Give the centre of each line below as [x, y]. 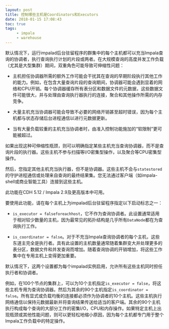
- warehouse [29, 38]
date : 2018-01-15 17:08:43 [33, 19]
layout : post [19, 10]
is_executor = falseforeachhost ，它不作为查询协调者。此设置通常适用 [86, 213]
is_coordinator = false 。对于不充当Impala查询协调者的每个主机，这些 [86, 237]
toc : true [16, 24]
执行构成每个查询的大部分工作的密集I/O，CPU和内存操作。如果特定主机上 [81, 308]
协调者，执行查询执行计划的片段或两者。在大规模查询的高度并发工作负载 [89, 59]
